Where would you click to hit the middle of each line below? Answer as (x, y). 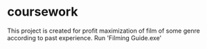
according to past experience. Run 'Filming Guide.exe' (84, 37)
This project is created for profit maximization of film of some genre (104, 31)
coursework (43, 12)
